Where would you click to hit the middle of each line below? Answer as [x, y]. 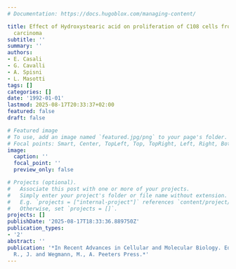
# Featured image [33, 131]
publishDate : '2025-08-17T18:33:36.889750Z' [73, 222]
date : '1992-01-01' [36, 98]
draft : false [26, 118]
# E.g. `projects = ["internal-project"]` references [91, 202]
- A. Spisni [25, 72]
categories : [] [29, 92]
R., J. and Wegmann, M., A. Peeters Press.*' [81, 254]
